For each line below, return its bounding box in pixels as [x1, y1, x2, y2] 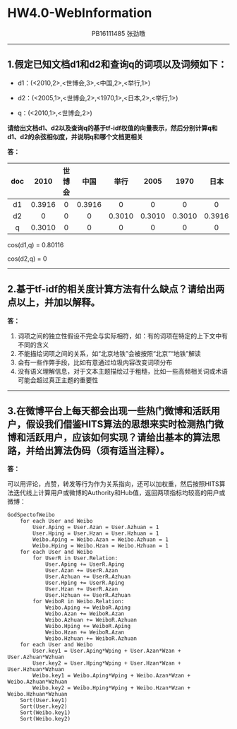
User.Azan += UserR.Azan [44, 567, 119, 574]
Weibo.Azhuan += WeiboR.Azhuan [44, 617, 138, 624]
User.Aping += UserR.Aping [44, 561, 125, 568]
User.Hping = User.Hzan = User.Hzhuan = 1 [32, 530, 159, 538]
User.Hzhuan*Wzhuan [7, 666, 65, 673]
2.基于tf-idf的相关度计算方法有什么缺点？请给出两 [7, 283, 225, 295]
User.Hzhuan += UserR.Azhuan [44, 592, 131, 599]
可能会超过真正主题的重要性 [17, 376, 99, 384]
